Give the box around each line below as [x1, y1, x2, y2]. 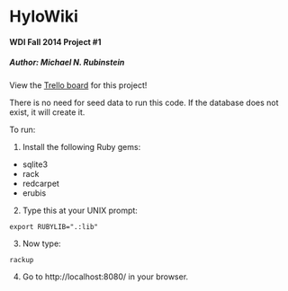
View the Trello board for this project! [9, 79, 148, 91]
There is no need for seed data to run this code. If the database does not [9, 97, 279, 108]
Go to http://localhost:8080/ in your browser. [22, 271, 189, 282]
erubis [22, 187, 47, 198]
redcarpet [22, 178, 60, 189]
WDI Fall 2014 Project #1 [9, 36, 102, 47]
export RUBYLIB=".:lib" [9, 222, 99, 231]
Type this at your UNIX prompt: [22, 205, 138, 216]
